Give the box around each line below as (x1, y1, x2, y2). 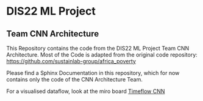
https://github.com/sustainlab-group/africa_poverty (6, 58, 136, 64)
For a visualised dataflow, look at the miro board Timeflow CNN (6, 88, 165, 95)
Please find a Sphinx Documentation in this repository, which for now (6, 69, 180, 77)
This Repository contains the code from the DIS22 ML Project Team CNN (6, 44, 190, 52)
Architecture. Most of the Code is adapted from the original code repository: (6, 51, 198, 58)
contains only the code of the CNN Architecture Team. (6, 76, 143, 83)
